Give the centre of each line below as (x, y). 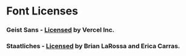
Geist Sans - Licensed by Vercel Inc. (61, 30)
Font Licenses (42, 11)
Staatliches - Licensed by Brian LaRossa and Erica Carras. (93, 46)
